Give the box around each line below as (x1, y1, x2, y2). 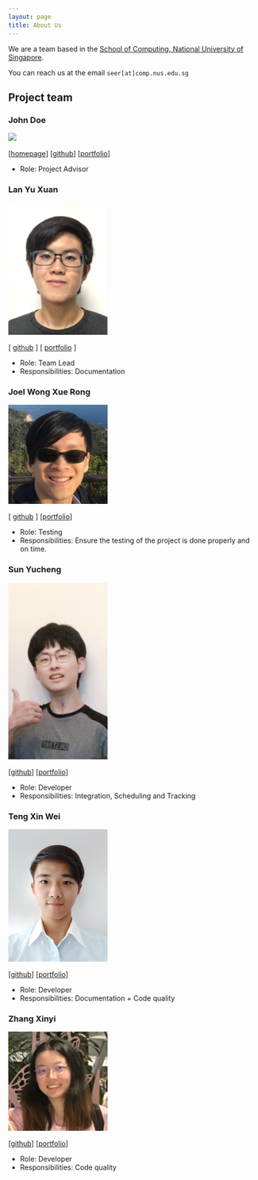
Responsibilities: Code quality (19, 1163, 117, 1172)
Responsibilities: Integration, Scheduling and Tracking (19, 790, 196, 801)
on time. (19, 544, 47, 554)
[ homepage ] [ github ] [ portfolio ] (8, 149, 111, 159)
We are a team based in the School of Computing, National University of (8, 44, 244, 53)
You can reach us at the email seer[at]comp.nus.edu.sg (8, 67, 189, 77)
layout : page (8, 13, 52, 21)
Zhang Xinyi (8, 1013, 56, 1024)
